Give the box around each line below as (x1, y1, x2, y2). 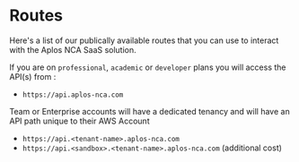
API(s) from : (9, 71, 57, 81)
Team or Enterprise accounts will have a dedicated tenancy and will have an (9, 106, 290, 116)
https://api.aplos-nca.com (22, 90, 124, 99)
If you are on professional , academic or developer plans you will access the (9, 62, 286, 72)
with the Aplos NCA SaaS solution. (9, 44, 136, 55)
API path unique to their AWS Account (9, 115, 150, 126)
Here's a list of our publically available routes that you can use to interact (9, 35, 279, 46)
